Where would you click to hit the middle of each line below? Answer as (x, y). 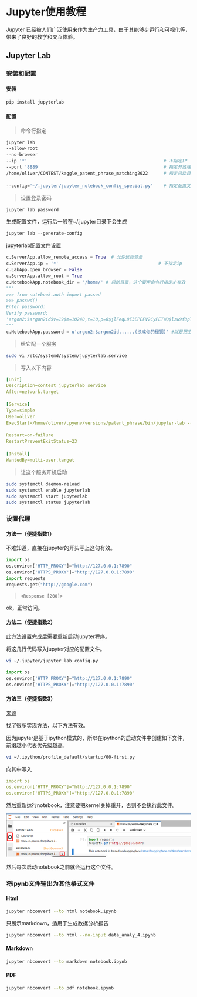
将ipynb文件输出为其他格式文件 (50, 883)
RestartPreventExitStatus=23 (42, 442)
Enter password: (26, 307)
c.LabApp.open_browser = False (44, 270)
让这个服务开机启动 (44, 472)
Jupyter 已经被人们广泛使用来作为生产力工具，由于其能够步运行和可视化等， (98, 29)
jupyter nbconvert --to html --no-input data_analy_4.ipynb (81, 935)
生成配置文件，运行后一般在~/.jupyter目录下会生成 (67, 222)
